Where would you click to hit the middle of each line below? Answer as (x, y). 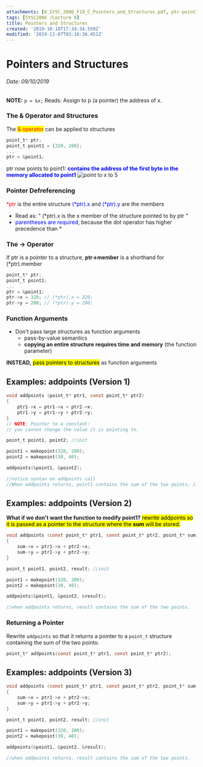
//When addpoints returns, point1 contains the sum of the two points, (98, 484)
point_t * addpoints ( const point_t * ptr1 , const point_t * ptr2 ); (89, 653)
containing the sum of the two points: (53, 642)
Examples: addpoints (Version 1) (68, 382)
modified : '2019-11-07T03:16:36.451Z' (55, 35)
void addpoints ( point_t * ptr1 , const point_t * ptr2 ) (76, 396)
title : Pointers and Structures (47, 23)
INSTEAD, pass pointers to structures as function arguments (82, 363)
